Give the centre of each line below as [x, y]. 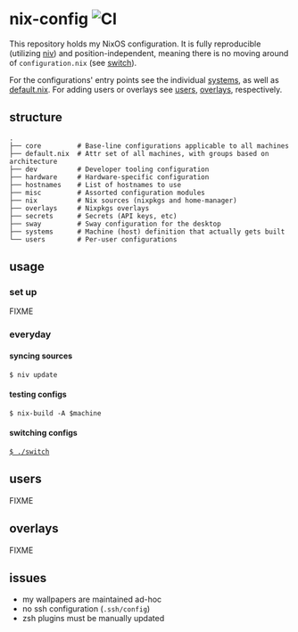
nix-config [49, 19]
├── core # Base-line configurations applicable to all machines [149, 146]
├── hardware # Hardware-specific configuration [109, 177]
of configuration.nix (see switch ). [73, 62]
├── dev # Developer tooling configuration [109, 169]
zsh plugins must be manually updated [93, 619]
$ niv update [33, 374]
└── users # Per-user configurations [93, 239]
